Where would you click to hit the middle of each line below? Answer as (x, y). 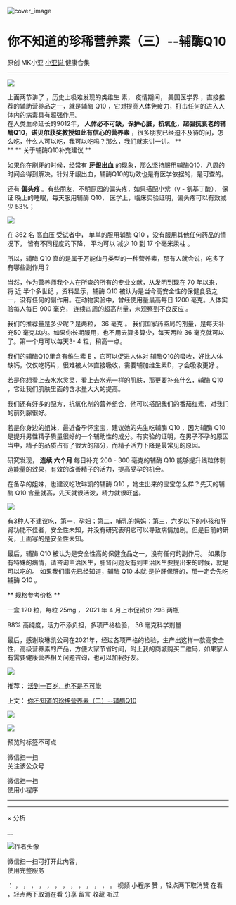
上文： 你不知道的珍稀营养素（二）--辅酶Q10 (72, 701)
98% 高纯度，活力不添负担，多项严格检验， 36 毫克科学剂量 (94, 624)
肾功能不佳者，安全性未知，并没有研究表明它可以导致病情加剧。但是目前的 (115, 529)
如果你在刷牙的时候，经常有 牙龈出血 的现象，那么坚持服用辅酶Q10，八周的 (116, 165)
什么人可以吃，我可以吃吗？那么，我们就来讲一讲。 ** (103, 141)
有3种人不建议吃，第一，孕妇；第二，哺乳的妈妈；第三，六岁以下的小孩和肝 (117, 521)
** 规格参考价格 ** (34, 595)
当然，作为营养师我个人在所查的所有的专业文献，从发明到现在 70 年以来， (114, 282)
